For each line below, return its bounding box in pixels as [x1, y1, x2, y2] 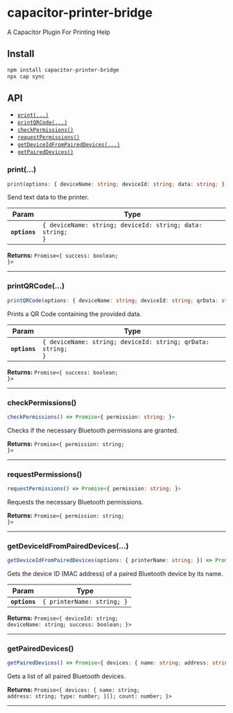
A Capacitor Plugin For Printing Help [7, 28, 111, 36]
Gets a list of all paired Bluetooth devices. [7, 672, 126, 680]
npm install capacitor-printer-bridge [7, 66, 119, 74]
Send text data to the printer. [7, 193, 89, 202]
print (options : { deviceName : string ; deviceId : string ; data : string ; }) [7, 181, 228, 188]
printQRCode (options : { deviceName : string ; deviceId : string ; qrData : [7, 297, 218, 304]
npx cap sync [7, 73, 45, 80]
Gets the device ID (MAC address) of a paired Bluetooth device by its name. [7, 570, 223, 578]
